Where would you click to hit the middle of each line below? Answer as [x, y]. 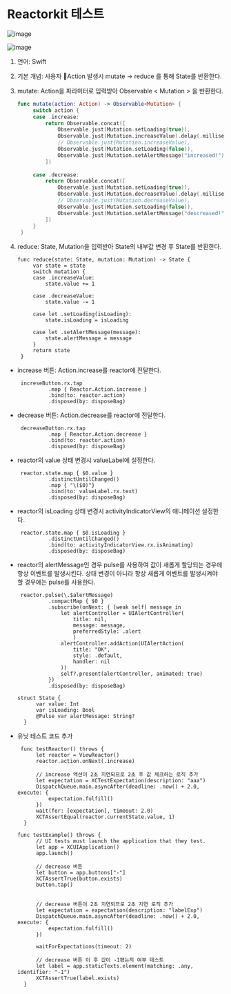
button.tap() [54, 885]
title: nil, [90, 620]
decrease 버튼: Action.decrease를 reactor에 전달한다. [91, 415]
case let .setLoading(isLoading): [82, 314]
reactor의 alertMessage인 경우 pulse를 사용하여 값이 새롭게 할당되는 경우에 [120, 565]
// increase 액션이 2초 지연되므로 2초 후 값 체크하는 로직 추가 [117, 775]
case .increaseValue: [64, 278]
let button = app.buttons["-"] [81, 873]
